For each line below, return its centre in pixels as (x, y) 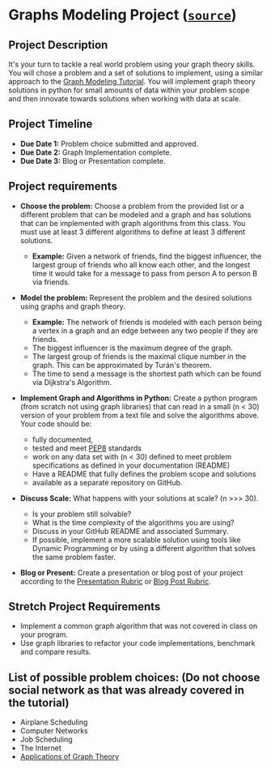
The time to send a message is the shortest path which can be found (146, 374)
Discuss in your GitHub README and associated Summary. (130, 531)
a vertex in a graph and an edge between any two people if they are (145, 331)
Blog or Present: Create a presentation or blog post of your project (131, 572)
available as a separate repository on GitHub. (107, 482)
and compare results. (55, 652)
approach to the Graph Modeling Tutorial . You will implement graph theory (132, 81)
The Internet (41, 748)
